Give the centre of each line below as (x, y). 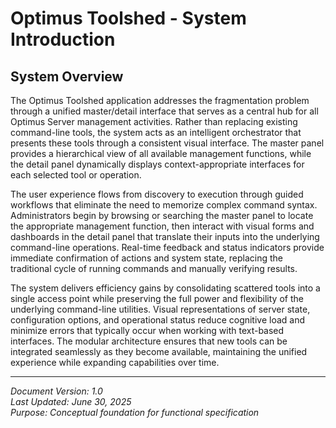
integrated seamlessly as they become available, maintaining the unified (159, 351)
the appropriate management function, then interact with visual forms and (162, 226)
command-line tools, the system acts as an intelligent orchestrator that (156, 132)
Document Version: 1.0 (56, 391)
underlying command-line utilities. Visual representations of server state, (160, 309)
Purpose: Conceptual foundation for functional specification (135, 412)
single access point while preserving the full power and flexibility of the (157, 298)
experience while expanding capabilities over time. (115, 362)
